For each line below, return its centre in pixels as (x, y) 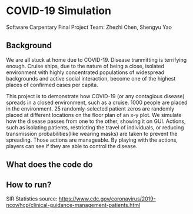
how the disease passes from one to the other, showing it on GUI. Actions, (96, 121)
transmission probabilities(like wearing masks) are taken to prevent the (92, 133)
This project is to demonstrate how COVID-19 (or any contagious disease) (95, 96)
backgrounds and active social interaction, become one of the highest (91, 78)
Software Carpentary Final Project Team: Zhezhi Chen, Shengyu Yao (89, 27)
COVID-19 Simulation (59, 11)
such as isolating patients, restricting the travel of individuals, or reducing (95, 127)
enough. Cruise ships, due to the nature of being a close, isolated (85, 66)
